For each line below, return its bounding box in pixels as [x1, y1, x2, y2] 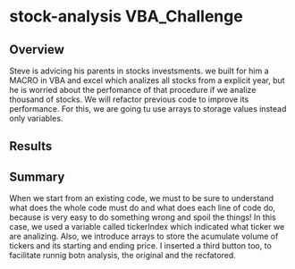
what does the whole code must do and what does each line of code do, [9, 203, 275, 214]
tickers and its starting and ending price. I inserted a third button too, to [9, 240, 273, 251]
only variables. [9, 113, 63, 123]
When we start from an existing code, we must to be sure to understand [9, 193, 274, 204]
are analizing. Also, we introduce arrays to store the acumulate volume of [9, 231, 279, 242]
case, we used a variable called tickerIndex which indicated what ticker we [9, 222, 285, 232]
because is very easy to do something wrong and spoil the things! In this [9, 212, 276, 223]
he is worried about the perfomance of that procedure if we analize [9, 85, 257, 95]
